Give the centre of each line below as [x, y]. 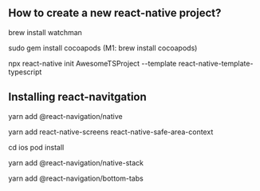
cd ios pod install [36, 147]
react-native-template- [216, 63]
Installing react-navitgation [78, 97]
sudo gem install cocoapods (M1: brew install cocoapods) [103, 48]
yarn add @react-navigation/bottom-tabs [76, 178]
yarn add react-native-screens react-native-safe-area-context [111, 132]
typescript [25, 72]
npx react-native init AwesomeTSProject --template [93, 63]
